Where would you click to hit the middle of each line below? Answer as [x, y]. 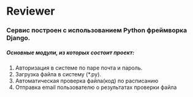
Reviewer [31, 11]
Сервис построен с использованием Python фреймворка [97, 31]
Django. [18, 38]
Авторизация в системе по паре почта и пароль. [79, 68]
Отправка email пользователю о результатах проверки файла [96, 87]
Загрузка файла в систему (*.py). [58, 74]
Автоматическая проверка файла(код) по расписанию [87, 81]
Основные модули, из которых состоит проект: [70, 52]
